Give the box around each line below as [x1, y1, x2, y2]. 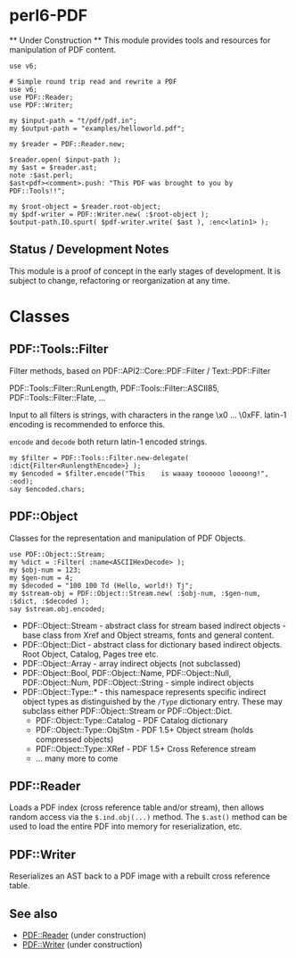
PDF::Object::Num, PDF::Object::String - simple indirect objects [21, 677, 254, 688]
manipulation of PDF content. [9, 44, 117, 54]
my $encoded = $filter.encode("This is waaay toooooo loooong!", [9, 469, 269, 478]
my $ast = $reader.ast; [9, 162, 98, 172]
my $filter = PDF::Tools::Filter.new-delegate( [9, 453, 190, 462]
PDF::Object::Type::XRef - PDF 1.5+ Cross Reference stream [35, 743, 257, 754]
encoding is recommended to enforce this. [9, 418, 166, 429]
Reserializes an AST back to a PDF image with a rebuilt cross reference [9, 871, 270, 881]
